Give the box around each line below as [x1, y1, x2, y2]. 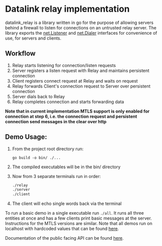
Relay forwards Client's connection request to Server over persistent [12, 83, 151, 89]
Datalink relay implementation [5, 3, 130, 15]
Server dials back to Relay [12, 93, 65, 99]
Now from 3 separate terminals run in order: [12, 173, 101, 179]
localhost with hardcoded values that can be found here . [5, 226, 119, 232]
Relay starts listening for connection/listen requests [12, 62, 116, 68]
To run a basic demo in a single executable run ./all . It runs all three [5, 210, 144, 216]
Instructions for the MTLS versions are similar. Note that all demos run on [5, 221, 153, 226]
